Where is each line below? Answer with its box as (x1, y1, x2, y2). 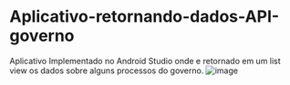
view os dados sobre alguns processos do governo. (9, 65, 204, 76)
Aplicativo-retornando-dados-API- (9, 6, 280, 27)
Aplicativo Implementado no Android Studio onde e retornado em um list (9, 55, 281, 66)
